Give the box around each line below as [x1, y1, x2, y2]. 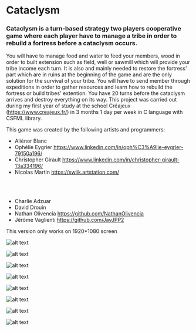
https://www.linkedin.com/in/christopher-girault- [62, 156, 180, 163]
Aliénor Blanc [14, 137, 47, 144]
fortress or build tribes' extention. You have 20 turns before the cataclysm [6, 90, 185, 97]
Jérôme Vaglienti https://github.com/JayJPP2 [14, 217, 124, 224]
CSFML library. [6, 115, 42, 122]
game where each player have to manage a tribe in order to [6, 32, 177, 40]
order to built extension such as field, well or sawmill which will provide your [6, 59, 191, 66]
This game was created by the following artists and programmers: [6, 126, 165, 133]
